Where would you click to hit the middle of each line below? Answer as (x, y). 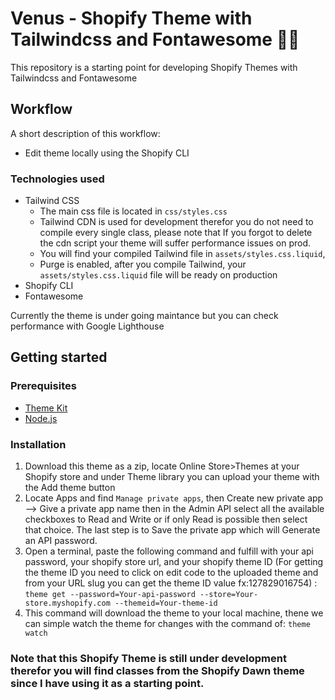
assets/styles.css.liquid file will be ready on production (158, 275)
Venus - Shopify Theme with (131, 18)
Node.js (41, 418)
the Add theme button (70, 488)
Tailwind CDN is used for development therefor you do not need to (176, 222)
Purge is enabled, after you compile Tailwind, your (143, 264)
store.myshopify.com (67, 603)
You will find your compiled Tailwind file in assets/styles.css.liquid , (182, 254)
